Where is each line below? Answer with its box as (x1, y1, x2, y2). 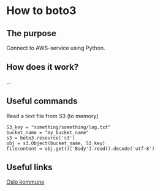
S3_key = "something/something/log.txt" (6, 124, 112, 130)
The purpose (6, 28, 56, 39)
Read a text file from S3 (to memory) (6, 112, 99, 119)
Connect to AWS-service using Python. (6, 44, 105, 51)
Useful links (6, 162, 53, 173)
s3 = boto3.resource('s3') (6, 135, 75, 141)
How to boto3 (6, 4, 77, 18)
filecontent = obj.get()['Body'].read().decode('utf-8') (6, 145, 155, 152)
